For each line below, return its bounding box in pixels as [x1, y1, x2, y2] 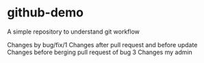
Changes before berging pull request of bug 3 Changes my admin [7, 48, 193, 56]
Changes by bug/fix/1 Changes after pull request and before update [7, 40, 198, 49]
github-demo [7, 5, 84, 21]
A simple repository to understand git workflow [7, 27, 140, 36]
